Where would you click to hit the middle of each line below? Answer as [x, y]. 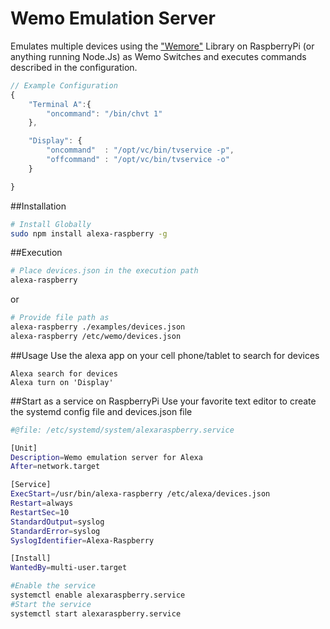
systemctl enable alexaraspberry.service [98, 595]
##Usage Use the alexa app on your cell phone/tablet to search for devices [165, 355]
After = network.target [55, 467]
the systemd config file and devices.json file [101, 411]
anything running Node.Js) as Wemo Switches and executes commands [158, 56]
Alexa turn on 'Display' [62, 382]
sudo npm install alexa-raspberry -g [89, 233]
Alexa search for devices [64, 373]
